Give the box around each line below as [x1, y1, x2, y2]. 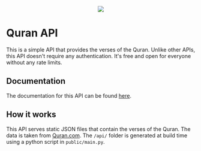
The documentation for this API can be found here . [6, 92, 132, 99]
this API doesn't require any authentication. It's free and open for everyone [6, 52, 191, 59]
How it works [6, 110, 56, 120]
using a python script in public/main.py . [6, 138, 105, 145]
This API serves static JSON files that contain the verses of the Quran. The [6, 125, 191, 132]
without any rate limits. [6, 59, 62, 66]
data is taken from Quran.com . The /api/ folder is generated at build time [6, 132, 188, 139]
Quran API [6, 26, 58, 40]
